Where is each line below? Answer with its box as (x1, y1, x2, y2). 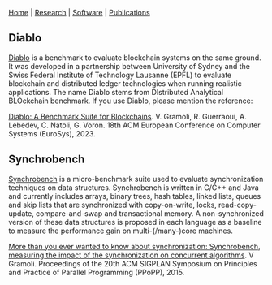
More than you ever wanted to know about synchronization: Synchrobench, (8, 241, 261, 251)
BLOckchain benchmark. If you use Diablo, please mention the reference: (8, 96, 253, 106)
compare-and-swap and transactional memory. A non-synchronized (35, 208, 264, 218)
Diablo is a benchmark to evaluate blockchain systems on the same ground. (8, 53, 261, 63)
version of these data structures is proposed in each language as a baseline (8, 217, 262, 227)
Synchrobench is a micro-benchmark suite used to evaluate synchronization (8, 174, 264, 184)
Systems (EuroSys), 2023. (8, 128, 96, 138)
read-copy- (218, 200, 257, 209)
